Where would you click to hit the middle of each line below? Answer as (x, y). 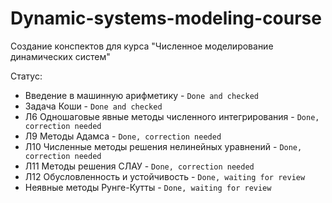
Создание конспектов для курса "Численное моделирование (142, 46)
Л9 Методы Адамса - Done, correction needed (123, 136)
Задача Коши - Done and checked (93, 106)
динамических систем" (60, 56)
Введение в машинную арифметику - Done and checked (141, 95)
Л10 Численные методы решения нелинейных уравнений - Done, (163, 146)
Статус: (26, 76)
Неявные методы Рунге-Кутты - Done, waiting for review (148, 187)
